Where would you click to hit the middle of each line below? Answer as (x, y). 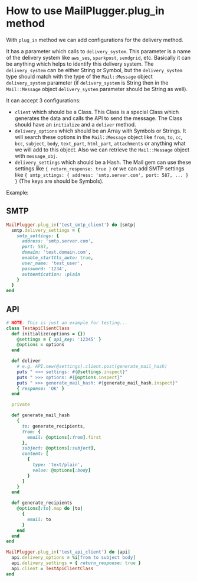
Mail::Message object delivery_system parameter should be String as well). (97, 89)
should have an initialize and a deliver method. (75, 124)
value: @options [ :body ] (62, 470)
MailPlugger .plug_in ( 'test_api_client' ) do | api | (68, 552)
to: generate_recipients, (53, 426)
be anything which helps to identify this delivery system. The (80, 64)
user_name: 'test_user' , (52, 263)
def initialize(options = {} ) (48, 334)
